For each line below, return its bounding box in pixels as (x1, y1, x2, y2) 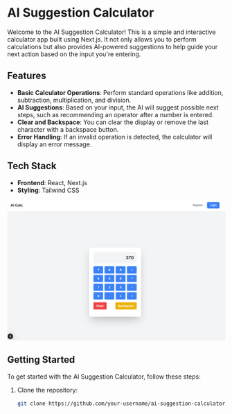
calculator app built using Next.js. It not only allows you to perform (7, 35, 197, 43)
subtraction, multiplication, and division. (17, 96, 132, 104)
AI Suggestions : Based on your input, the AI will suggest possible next (17, 103, 220, 112)
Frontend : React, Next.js (17, 178, 88, 187)
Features (7, 70, 46, 82)
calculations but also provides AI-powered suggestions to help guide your (7, 42, 218, 51)
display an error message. (17, 140, 92, 148)
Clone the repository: (17, 386, 78, 394)
